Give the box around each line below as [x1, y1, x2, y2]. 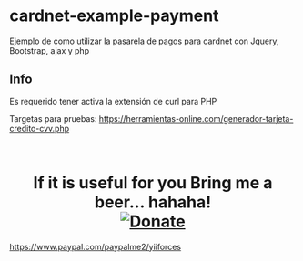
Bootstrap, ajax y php [9, 45, 89, 55]
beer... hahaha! [94, 192, 212, 212]
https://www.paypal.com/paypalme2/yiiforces [9, 241, 182, 252]
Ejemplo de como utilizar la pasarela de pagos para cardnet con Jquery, [9, 35, 279, 46]
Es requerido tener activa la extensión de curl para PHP [9, 95, 217, 106]
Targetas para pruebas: [9, 113, 97, 124]
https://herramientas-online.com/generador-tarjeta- [98, 113, 294, 124]
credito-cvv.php [9, 123, 70, 134]
